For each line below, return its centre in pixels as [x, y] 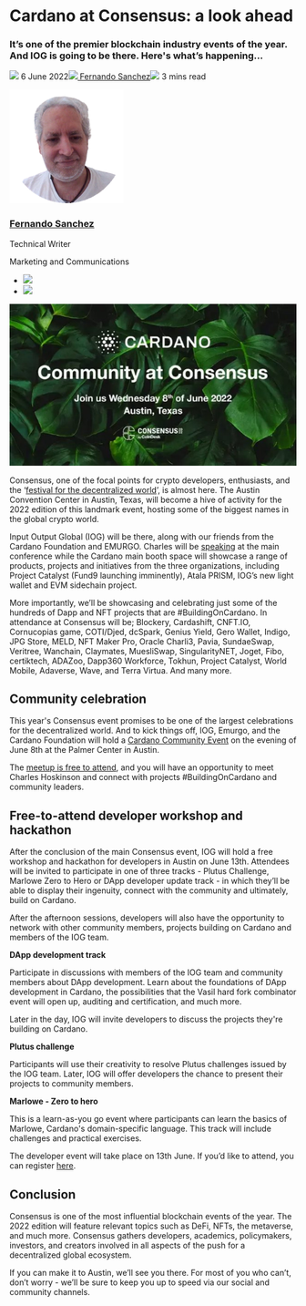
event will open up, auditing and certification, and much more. [126, 1002]
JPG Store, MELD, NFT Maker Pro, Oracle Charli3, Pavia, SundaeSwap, [142, 641]
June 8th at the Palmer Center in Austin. [84, 750]
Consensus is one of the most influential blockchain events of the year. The [151, 1216]
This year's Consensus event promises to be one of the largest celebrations [152, 721]
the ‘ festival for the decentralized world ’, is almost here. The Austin [135, 489]
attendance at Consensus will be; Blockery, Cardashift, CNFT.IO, [130, 622]
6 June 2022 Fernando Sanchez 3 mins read [113, 77]
